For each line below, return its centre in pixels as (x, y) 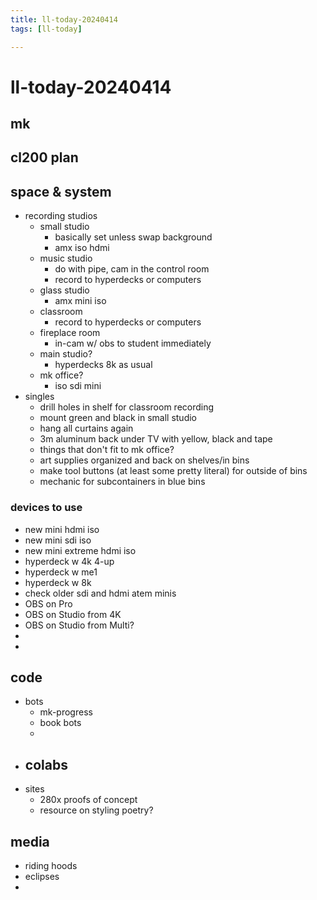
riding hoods (51, 866)
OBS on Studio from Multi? (79, 625)
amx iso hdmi (82, 248)
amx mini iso (80, 301)
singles (39, 397)
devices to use (46, 508)
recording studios (61, 216)
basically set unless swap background (133, 237)
